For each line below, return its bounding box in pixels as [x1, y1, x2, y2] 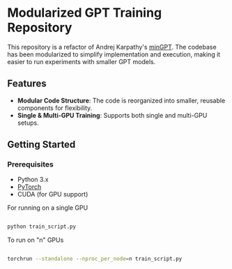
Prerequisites [7, 160, 54, 169]
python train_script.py [7, 223, 77, 231]
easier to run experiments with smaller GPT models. [7, 57, 156, 66]
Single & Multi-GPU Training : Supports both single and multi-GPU [17, 111, 208, 119]
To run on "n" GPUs [7, 236, 64, 245]
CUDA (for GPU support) [17, 190, 88, 199]
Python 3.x [17, 176, 49, 184]
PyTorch [17, 183, 42, 191]
